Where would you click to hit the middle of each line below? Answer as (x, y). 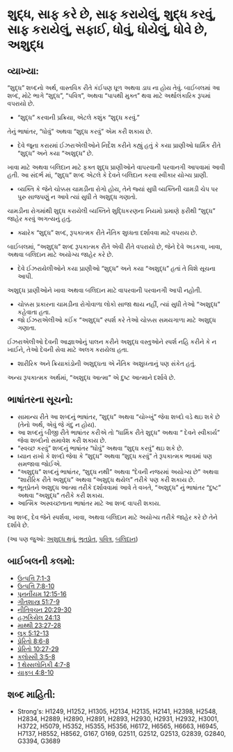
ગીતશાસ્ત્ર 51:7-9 (39, 602)
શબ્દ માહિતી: (31, 695)
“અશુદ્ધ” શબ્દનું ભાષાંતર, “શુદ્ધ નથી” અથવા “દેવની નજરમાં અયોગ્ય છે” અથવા (118, 471)
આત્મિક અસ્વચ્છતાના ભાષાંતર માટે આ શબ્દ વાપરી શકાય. (89, 503)
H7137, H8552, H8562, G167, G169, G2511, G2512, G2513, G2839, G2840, (121, 734)
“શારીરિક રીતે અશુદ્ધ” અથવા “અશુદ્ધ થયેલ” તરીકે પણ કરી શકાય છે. (106, 479)
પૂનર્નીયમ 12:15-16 (42, 594)
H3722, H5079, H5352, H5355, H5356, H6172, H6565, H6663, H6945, (118, 726)
